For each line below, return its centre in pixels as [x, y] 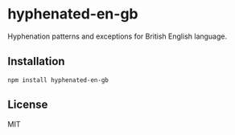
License [28, 105]
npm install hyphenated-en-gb [58, 80]
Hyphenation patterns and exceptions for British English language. [117, 36]
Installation [36, 61]
